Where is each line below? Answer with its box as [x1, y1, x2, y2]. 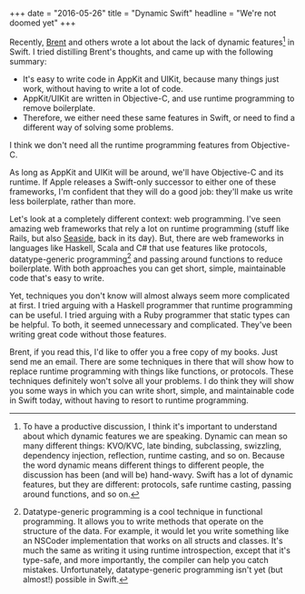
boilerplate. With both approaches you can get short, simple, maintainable [9, 263, 286, 274]
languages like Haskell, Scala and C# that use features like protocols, [9, 242, 268, 253]
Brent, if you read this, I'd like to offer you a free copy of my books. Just [9, 347, 279, 357]
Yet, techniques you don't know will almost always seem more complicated [9, 290, 290, 301]
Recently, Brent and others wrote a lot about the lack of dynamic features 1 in [9, 35, 295, 47]
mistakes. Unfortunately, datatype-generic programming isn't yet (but [22, 564, 283, 576]
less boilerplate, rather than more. [9, 196, 136, 206]
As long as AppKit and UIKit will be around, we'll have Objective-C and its [9, 166, 284, 177]
